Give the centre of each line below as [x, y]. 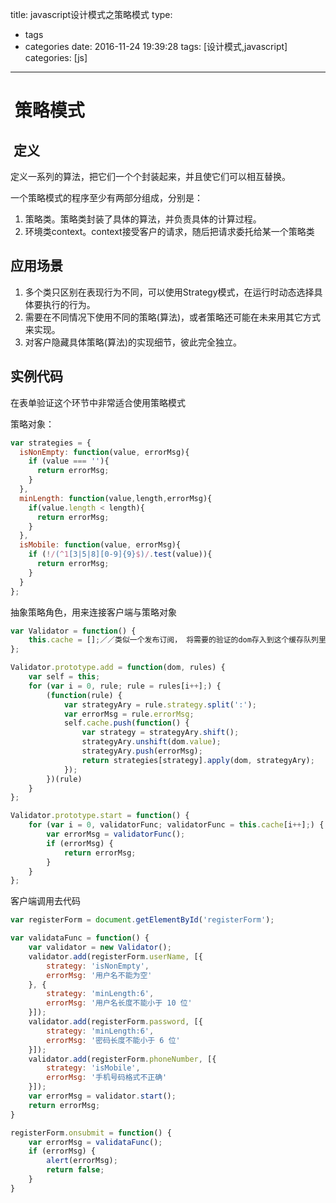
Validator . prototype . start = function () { [100, 816]
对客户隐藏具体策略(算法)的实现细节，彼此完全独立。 [133, 342]
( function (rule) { [84, 695]
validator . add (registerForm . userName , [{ [115, 956]
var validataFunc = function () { [80, 938]
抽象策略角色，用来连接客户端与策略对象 [93, 612]
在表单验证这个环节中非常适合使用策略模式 [98, 402]
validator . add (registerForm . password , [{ [115, 1022]
